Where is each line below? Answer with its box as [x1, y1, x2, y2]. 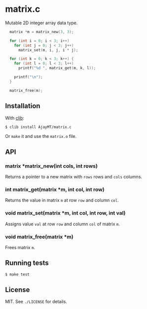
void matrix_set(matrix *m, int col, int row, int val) [5, 210, 126, 217]
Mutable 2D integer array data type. [5, 20, 78, 26]
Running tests [5, 259, 49, 267]
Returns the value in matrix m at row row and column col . [5, 197, 119, 203]
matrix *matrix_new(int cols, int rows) [5, 162, 98, 169]
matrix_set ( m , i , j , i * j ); [18, 47, 78, 52]
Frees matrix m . [5, 244, 36, 250]
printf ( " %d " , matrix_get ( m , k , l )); [18, 66, 96, 71]
